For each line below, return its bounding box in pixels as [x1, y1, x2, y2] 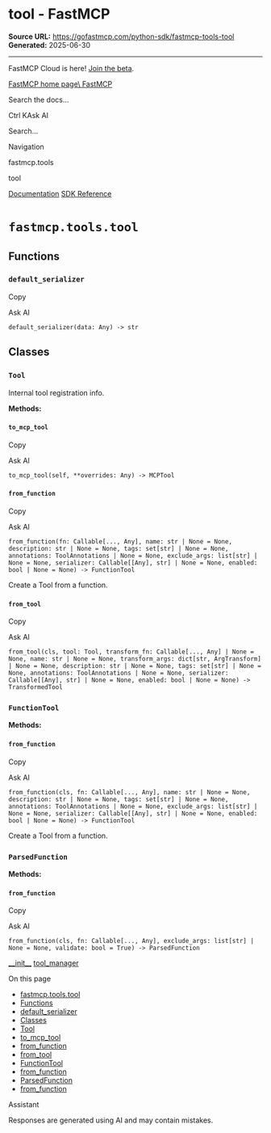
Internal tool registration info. [8, 387, 105, 397]
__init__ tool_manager [8, 958, 79, 968]
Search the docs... [8, 95, 69, 104]
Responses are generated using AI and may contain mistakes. [8, 1115, 214, 1125]
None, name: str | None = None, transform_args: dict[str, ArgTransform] [8, 655, 262, 663]
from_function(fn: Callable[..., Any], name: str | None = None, [8, 537, 232, 546]
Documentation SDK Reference [8, 188, 112, 198]
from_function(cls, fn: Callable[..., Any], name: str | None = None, [8, 788, 251, 797]
